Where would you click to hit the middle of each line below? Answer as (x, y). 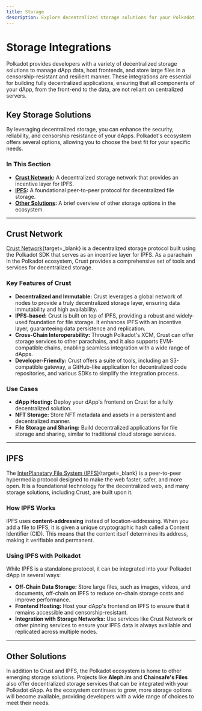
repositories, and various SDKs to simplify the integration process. (97, 373)
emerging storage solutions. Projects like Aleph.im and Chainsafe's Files (97, 677)
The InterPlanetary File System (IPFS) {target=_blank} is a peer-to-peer (94, 473)
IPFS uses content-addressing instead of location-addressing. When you (97, 521)
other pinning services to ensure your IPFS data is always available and (103, 625)
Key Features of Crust (39, 283)
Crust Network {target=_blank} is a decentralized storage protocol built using (101, 248)
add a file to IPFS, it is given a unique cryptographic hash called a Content (98, 527)
